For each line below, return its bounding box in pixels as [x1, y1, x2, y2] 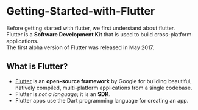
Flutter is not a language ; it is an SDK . [15, 90, 111, 98]
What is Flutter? [6, 61, 68, 72]
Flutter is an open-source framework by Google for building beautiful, [15, 77, 192, 84]
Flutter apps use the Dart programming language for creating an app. [15, 97, 189, 104]
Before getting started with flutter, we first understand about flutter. [6, 24, 175, 32]
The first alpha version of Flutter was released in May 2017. [6, 44, 154, 51]
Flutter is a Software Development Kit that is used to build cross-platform [6, 30, 192, 38]
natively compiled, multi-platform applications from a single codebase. [15, 84, 193, 91]
